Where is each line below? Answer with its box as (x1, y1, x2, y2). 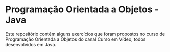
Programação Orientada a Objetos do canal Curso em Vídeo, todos (5, 36, 146, 42)
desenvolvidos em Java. (5, 41, 57, 47)
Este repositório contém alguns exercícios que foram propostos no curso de (5, 31, 165, 37)
